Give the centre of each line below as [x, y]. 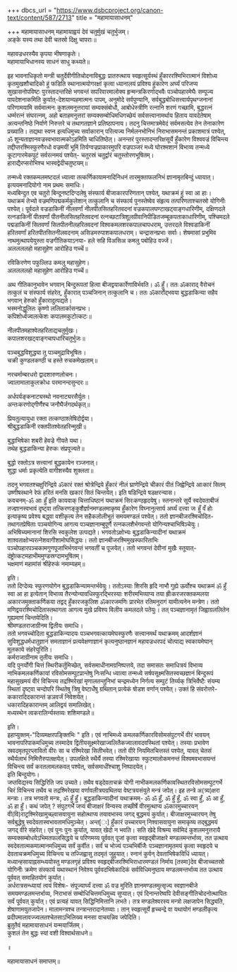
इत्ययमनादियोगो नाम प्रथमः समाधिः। [46, 185]
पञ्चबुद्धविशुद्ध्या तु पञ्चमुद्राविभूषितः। [47, 352]
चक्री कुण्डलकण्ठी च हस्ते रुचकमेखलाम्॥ [53, 360]
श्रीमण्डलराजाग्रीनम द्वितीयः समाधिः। [45, 626]
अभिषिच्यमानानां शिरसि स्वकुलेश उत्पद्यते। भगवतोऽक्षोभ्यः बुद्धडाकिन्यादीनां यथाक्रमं [97, 532]
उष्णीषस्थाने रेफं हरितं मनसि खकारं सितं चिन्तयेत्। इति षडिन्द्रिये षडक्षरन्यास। [92, 492]
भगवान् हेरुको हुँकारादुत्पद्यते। [40, 300]
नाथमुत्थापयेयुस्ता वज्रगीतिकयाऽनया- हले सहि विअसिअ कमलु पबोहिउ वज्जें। [90, 240]
